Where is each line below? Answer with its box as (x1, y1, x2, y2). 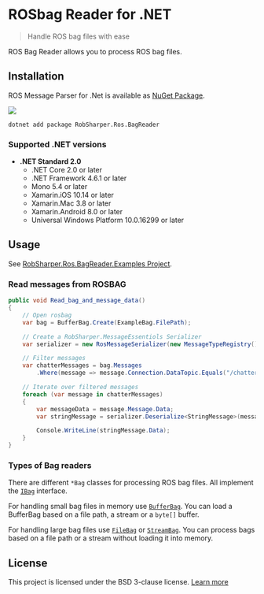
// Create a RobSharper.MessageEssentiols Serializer (22, 332, 202, 340)
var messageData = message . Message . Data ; (36, 405, 174, 413)
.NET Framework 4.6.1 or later (31, 173, 127, 183)
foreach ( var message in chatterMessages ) (22, 390, 163, 399)
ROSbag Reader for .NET (8, 6, 172, 24)
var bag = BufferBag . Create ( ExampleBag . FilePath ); (22, 318, 192, 326)
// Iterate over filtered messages (22, 384, 139, 392)
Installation (8, 69, 64, 84)
